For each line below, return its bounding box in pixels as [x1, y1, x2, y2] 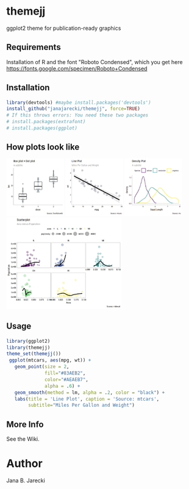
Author [6, 457, 43, 471]
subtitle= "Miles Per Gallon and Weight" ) [28, 402, 135, 409]
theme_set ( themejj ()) [6, 351, 62, 357]
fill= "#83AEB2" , [45, 370, 86, 376]
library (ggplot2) [6, 338, 51, 344]
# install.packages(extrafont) [6, 119, 86, 125]
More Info [6, 419, 44, 429]
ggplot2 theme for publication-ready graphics [6, 24, 121, 32]
